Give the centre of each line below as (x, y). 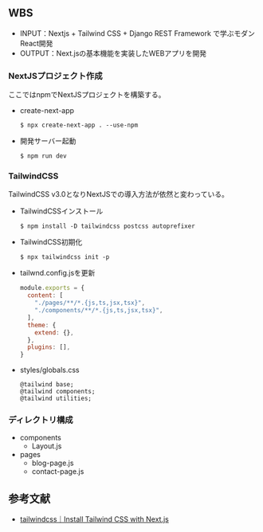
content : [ (45, 295)
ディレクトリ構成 (41, 420)
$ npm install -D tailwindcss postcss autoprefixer (107, 226)
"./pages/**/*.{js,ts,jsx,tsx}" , (90, 303)
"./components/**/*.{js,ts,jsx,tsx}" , (99, 311)
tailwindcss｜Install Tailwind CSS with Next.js (94, 519)
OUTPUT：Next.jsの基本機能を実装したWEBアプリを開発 (113, 53)
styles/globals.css (49, 370)
